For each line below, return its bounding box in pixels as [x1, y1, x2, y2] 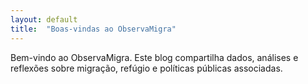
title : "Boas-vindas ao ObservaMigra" [10, 24, 177, 34]
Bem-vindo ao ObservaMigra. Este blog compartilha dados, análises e [10, 51, 299, 63]
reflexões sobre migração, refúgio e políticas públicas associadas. [10, 62, 283, 74]
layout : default [10, 14, 78, 25]
